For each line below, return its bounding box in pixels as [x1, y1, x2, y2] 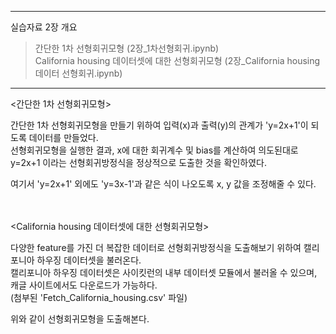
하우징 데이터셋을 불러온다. [36, 254, 142, 266]
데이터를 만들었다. [28, 132, 99, 143]
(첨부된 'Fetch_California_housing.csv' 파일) [10, 292, 188, 303]
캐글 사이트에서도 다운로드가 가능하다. [10, 279, 158, 291]
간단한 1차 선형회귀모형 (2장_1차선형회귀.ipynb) [34, 42, 220, 54]
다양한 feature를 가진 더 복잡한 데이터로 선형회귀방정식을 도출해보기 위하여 [10, 242, 302, 253]
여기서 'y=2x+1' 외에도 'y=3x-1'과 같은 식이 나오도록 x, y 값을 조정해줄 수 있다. [10, 178, 317, 190]
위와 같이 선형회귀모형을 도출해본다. [10, 313, 150, 325]
